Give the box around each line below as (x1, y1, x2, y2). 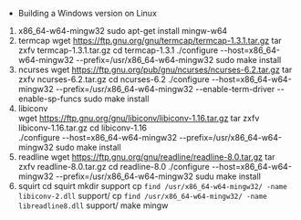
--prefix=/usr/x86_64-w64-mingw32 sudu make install (55, 171, 262, 182)
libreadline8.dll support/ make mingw (17, 200, 169, 211)
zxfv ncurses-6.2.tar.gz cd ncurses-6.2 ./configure (17, 74, 210, 85)
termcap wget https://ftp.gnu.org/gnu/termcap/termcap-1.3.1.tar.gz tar (17, 36, 283, 46)
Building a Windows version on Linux (17, 8, 158, 18)
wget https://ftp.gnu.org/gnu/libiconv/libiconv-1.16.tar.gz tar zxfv (17, 113, 260, 123)
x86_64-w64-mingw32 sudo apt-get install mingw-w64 (17, 26, 228, 36)
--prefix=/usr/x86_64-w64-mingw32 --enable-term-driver (55, 84, 275, 94)
